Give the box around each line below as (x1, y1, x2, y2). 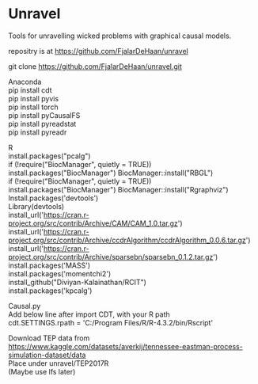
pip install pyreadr (8, 127, 67, 137)
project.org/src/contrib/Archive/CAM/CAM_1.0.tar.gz (8, 219, 178, 228)
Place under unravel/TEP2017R (8, 358, 109, 368)
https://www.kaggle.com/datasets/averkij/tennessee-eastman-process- (8, 341, 243, 351)
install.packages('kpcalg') (8, 286, 93, 295)
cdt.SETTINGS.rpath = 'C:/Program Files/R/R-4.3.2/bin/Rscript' (8, 317, 214, 327)
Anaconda (8, 77, 42, 86)
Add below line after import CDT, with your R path (8, 310, 170, 319)
